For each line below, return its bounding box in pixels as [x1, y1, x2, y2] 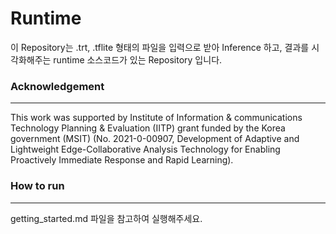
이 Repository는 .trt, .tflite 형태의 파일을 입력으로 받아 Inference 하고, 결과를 [10, 41, 310, 53]
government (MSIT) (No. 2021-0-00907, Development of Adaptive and [10, 133, 300, 145]
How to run [10, 179, 65, 193]
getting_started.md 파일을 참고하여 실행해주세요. [10, 212, 203, 224]
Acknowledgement [10, 79, 105, 93]
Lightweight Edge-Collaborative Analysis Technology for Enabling [10, 143, 281, 156]
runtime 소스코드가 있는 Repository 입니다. [53, 53, 223, 66]
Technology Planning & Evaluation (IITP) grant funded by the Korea [10, 122, 286, 134]
